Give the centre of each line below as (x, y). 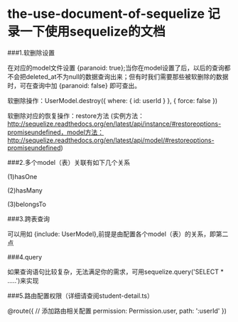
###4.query (25, 257)
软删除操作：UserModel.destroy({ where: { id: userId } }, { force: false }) (113, 100)
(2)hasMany (25, 190)
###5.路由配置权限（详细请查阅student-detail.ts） (81, 296)
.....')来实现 (23, 280)
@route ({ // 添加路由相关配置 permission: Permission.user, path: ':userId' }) (117, 311)
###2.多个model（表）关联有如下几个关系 (69, 162)
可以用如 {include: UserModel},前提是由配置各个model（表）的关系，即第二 (118, 234)
